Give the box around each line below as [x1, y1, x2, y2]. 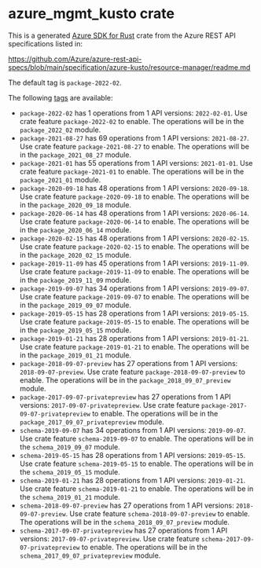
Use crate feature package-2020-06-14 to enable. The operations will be [19, 217, 250, 226]
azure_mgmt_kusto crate [8, 5, 175, 23]
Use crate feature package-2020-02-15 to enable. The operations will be [19, 241, 250, 251]
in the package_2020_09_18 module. [19, 200, 132, 209]
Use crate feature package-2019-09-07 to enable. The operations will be [19, 291, 250, 301]
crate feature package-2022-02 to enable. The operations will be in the [19, 116, 244, 126]
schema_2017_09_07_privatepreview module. [19, 551, 161, 560]
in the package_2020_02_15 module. [19, 250, 132, 259]
